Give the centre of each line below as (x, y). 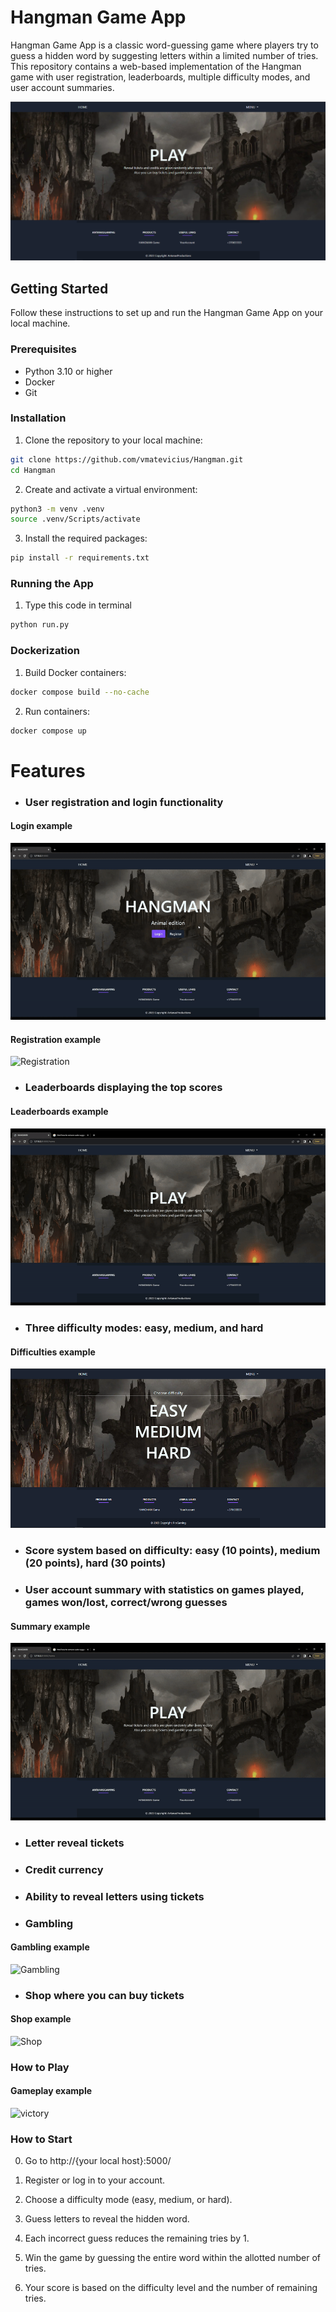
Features (48, 770)
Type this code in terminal (78, 605)
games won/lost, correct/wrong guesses (126, 1603)
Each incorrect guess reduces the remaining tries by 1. (137, 2238)
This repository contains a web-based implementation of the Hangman (156, 66)
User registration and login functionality (124, 802)
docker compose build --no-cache (80, 692)
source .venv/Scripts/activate (75, 519)
